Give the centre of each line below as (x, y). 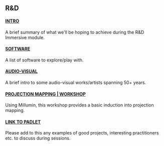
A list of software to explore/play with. (44, 60)
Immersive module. (25, 37)
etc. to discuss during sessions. (38, 138)
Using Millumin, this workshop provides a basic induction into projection (79, 105)
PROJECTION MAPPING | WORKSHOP (46, 94)
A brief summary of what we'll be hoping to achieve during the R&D (75, 32)
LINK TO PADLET (23, 121)
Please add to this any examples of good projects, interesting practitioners (82, 133)
